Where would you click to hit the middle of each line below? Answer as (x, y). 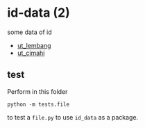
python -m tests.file (39, 104)
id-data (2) (39, 13)
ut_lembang (34, 45)
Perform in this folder (37, 91)
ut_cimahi (31, 53)
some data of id (29, 32)
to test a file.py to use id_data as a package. (73, 117)
